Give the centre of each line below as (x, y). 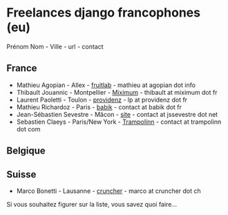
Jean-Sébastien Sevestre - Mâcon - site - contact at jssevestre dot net (117, 114)
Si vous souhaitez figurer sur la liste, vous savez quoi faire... (92, 204)
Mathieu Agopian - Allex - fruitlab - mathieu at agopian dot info (106, 85)
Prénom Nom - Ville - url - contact (55, 46)
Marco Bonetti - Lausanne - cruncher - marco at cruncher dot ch (108, 191)
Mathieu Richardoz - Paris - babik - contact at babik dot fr (99, 107)
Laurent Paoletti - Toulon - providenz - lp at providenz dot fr (102, 100)
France (22, 68)
